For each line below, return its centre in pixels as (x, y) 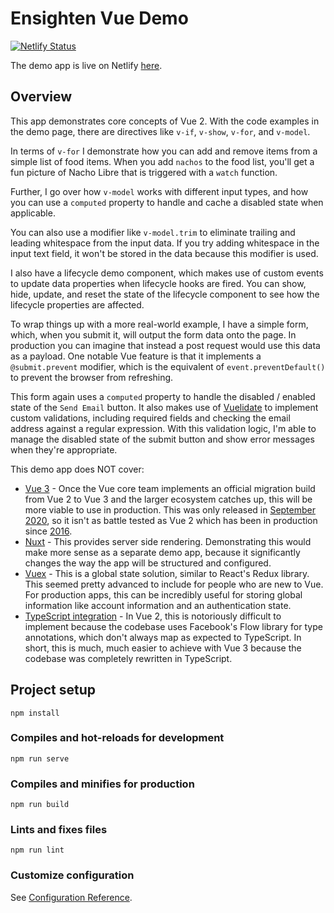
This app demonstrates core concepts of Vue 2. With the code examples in (165, 121)
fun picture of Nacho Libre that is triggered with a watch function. (144, 172)
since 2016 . (48, 531)
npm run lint (37, 850)
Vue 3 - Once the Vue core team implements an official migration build (170, 488)
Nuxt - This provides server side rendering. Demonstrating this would (168, 541)
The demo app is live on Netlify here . (86, 65)
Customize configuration (72, 875)
